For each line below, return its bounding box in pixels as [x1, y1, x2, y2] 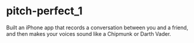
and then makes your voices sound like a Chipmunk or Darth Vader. [6, 30, 171, 37]
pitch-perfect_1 [6, 4, 83, 18]
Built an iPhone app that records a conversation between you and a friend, [6, 24, 189, 31]
